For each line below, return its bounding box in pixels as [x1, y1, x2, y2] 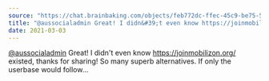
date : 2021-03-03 [8, 26, 66, 34]
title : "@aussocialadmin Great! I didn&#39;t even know [8, 19, 199, 27]
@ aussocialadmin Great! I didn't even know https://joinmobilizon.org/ [8, 48, 236, 58]
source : [8, 11, 34, 20]
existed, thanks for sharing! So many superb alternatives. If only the [8, 56, 232, 66]
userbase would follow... [8, 65, 89, 75]
